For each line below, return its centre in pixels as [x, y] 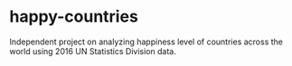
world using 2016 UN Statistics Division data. [93, 51]
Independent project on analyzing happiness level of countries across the [146, 42]
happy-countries [74, 17]
